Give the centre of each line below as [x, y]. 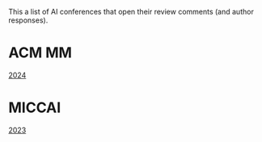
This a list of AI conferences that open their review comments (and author [131, 12]
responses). [28, 20]
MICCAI [35, 108]
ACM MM [40, 53]
